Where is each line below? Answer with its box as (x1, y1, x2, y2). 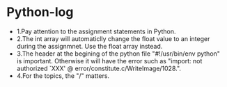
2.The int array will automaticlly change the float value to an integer (16, 34, 210, 42)
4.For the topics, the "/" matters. (16, 71, 109, 80)
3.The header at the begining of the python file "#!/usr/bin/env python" (16, 49, 221, 58)
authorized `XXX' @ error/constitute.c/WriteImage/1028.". (16, 64, 182, 72)
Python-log (6, 4, 74, 20)
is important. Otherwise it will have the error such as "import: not (16, 56, 203, 65)
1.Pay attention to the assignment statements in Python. (16, 27, 176, 35)
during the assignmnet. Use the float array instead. (16, 42, 163, 50)
